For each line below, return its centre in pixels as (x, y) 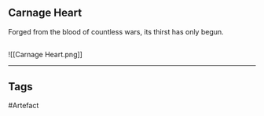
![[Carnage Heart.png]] (45, 55)
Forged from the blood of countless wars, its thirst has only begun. (116, 31)
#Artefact (24, 106)
